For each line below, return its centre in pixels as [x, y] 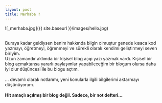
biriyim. [13, 53]
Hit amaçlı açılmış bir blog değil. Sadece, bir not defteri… [64, 95]
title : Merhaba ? [23, 14]
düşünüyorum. [20, 84]
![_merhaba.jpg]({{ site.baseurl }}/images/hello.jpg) [57, 28]
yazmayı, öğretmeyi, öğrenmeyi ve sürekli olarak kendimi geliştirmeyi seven [81, 48]
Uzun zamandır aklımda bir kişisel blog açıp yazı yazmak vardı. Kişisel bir [79, 58]
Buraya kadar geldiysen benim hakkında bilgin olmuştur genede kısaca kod [81, 43]
